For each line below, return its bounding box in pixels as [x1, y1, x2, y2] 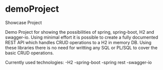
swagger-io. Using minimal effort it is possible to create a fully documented [5, 34, 159, 40]
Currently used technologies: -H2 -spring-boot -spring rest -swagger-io [5, 59, 152, 65]
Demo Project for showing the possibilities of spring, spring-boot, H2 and [5, 29, 155, 35]
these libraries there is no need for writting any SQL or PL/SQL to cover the [5, 45, 158, 50]
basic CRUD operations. [5, 50, 54, 56]
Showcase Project [5, 20, 42, 25]
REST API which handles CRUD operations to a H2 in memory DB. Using [5, 39, 152, 45]
